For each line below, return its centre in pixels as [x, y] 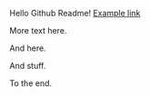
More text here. [38, 30]
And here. [28, 48]
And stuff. [28, 66]
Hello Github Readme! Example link [75, 13]
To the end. [31, 83]
